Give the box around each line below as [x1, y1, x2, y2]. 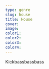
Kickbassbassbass [5, 58, 44, 64]
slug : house [5, 12, 30, 17]
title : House [5, 17, 33, 22]
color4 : [5, 45, 22, 50]
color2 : [5, 36, 22, 41]
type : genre [5, 7, 30, 13]
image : [5, 26, 19, 31]
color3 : [5, 40, 22, 45]
